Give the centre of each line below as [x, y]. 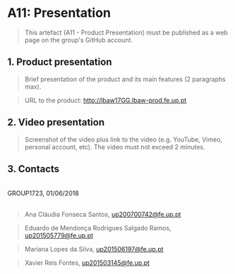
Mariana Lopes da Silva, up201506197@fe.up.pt [94, 249]
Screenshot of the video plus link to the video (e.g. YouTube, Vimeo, [123, 139]
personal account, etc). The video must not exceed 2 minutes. [115, 147]
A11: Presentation [59, 13]
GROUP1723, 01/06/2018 [43, 193]
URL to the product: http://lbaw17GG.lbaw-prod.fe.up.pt [106, 100]
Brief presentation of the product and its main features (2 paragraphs [125, 79]
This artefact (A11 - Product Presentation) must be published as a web [126, 32]
